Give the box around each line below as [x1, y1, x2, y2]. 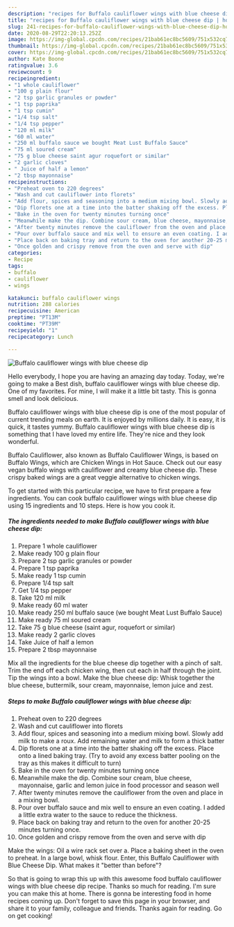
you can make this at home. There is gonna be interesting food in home [8, 889, 212, 898]
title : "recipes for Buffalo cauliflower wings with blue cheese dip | [8, 17, 219, 24]
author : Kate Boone [8, 56, 65, 63]
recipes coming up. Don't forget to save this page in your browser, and [8, 897, 210, 905]
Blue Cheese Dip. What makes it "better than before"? [8, 861, 162, 870]
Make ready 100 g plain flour [17, 549, 100, 557]
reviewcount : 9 [8, 68, 52, 75]
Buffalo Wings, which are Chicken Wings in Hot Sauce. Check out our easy [8, 458, 222, 466]
